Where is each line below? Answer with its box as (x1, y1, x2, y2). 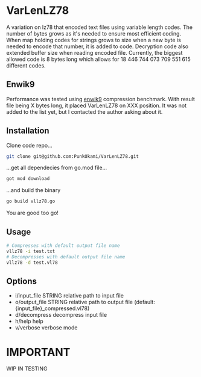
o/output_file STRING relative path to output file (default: (14, 299, 155, 306)
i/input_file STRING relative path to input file (14, 292, 124, 299)
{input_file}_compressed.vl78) (14, 305, 90, 312)
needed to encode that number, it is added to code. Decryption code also (6, 43, 189, 50)
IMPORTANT (6, 345, 71, 359)
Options (6, 276, 37, 286)
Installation (6, 126, 49, 136)
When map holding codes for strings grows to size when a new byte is (6, 36, 181, 43)
